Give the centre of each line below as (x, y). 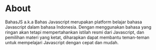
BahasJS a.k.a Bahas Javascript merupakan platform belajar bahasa (74, 22)
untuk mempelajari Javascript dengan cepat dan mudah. (62, 42)
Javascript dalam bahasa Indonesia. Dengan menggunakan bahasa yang (78, 27)
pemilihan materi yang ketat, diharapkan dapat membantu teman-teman (77, 37)
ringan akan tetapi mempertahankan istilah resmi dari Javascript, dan (75, 32)
